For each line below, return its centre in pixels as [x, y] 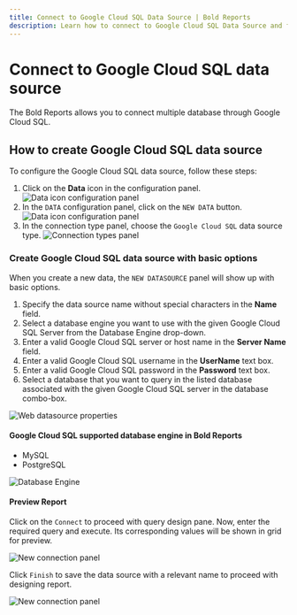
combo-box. [45, 398]
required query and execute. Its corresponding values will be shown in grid [145, 531]
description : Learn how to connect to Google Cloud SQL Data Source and [146, 26]
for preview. [31, 540]
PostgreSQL [44, 465]
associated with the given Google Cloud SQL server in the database [145, 388]
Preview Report [38, 502]
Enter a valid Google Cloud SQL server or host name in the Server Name [154, 342]
